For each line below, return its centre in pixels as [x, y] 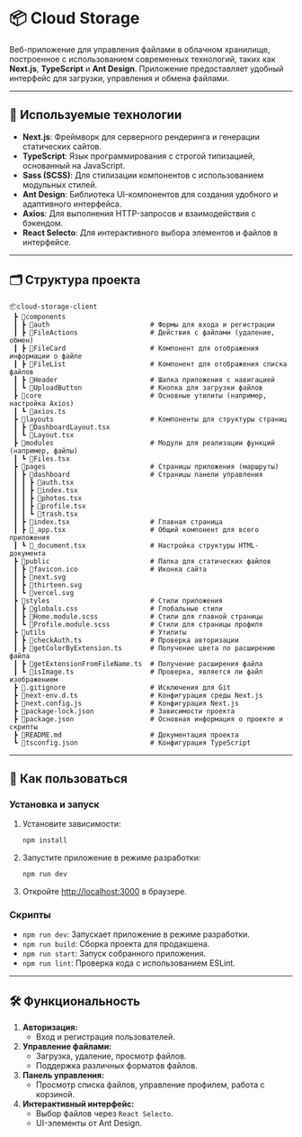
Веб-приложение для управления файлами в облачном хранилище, [140, 49]
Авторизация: [50, 1027]
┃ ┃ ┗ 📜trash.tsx [45, 514]
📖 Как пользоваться [68, 779]
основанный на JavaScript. [74, 165]
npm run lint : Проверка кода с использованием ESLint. [129, 963]
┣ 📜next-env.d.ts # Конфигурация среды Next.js [138, 695]
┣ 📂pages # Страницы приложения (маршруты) [146, 466]
